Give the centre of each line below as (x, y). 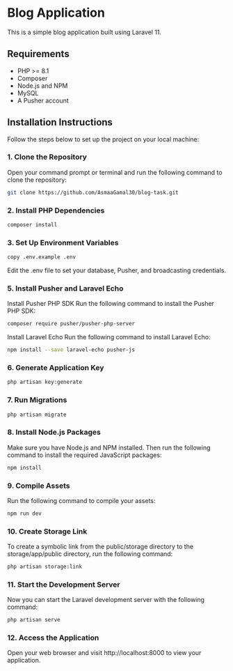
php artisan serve (34, 620)
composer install (32, 225)
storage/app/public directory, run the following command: (90, 554)
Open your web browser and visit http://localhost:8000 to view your (104, 653)
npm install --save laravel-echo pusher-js (71, 350)
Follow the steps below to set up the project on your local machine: (103, 139)
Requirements (38, 54)
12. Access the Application (53, 638)
